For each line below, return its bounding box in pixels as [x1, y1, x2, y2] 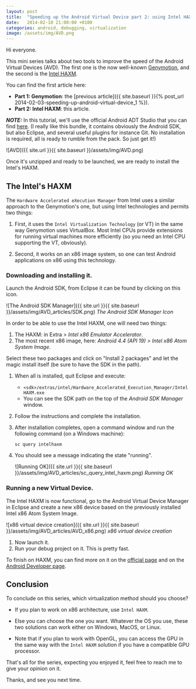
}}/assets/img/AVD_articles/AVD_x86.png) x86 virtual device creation [6, 527, 172, 534]
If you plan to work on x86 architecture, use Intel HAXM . [14, 606, 149, 613]
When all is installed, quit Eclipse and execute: [14, 372, 126, 379]
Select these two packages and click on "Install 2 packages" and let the [6, 355, 178, 362]
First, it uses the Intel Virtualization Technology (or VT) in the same [14, 220, 184, 227]
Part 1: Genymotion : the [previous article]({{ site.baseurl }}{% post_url [14, 93, 184, 100]
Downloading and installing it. [6, 271, 92, 279]
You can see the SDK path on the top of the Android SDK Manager [23, 395, 183, 402]
